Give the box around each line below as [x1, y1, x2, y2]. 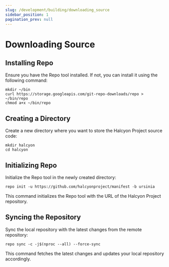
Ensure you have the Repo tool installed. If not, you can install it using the [5, 72, 158, 78]
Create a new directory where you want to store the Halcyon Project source [5, 127, 163, 134]
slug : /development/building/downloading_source [5, 7, 110, 13]
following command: [5, 77, 48, 83]
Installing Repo [5, 59, 54, 67]
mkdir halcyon [5, 143, 35, 148]
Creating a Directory [5, 114, 71, 123]
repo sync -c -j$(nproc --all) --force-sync [5, 241, 101, 247]
